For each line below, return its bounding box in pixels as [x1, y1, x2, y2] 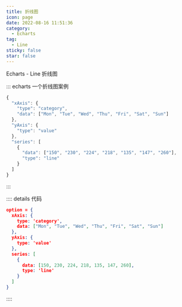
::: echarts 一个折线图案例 [6, 83, 69, 90]
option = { [6, 206, 33, 213]
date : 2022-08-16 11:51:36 [6, 20, 73, 26]
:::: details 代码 [6, 195, 42, 202]
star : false [6, 53, 36, 59]
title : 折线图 [6, 8, 39, 15]
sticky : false [6, 48, 42, 54]
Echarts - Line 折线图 [6, 70, 58, 77]
